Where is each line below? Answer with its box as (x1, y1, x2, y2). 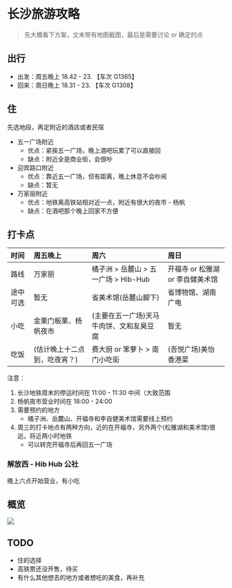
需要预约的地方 (17, 406, 60, 415)
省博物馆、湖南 (167, 287, 216, 297)
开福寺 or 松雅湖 (167, 264, 220, 274)
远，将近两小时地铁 (17, 432, 72, 440)
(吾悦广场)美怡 (167, 345, 215, 354)
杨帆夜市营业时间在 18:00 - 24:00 (17, 397, 113, 406)
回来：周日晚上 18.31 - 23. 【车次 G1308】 (17, 81, 137, 89)
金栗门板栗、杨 (33, 316, 83, 325)
